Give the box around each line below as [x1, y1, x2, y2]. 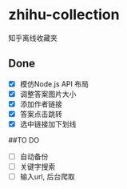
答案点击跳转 [19, 109, 62, 119]
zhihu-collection [8, 6, 120, 24]
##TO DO [8, 135, 40, 145]
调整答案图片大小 [19, 89, 77, 99]
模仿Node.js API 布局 [19, 78, 89, 89]
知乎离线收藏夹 [8, 33, 58, 42]
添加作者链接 [19, 99, 62, 109]
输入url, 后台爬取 [19, 172, 75, 182]
